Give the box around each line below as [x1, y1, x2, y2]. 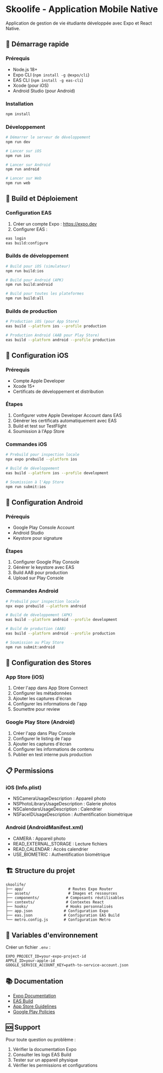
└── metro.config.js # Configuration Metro [5, 917, 111, 923]
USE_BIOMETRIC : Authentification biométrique [12, 851, 110, 857]
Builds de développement [5, 252, 69, 259]
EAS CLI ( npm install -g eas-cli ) [12, 77, 84, 83]
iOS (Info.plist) [5, 784, 42, 791]
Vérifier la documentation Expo [12, 1046, 77, 1052]
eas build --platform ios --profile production [5, 324, 107, 329]
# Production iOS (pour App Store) [5, 319, 80, 324]
